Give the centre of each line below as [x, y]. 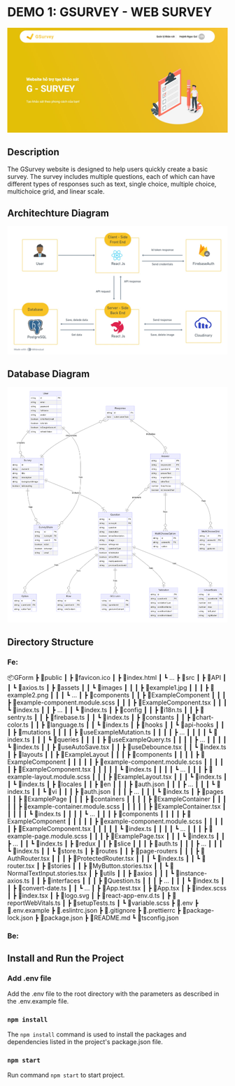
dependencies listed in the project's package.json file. [85, 1041]
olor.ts [18, 725]
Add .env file [29, 978]
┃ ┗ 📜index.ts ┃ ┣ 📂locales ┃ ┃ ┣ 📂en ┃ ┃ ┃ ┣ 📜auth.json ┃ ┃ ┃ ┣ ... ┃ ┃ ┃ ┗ [111, 784]
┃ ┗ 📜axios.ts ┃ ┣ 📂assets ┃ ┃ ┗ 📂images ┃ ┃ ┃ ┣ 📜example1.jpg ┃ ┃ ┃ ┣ [108, 688]
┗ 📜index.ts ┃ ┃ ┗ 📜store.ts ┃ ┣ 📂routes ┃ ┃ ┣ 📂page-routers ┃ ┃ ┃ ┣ [103, 851]
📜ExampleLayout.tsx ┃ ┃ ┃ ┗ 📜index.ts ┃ [170, 777]
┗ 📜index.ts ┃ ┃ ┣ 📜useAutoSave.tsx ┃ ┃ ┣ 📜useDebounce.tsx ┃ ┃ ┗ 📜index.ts [117, 747]
